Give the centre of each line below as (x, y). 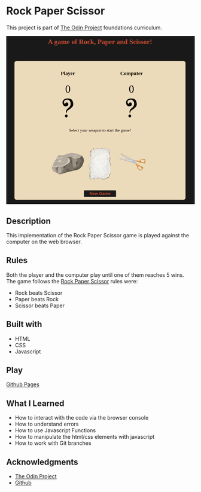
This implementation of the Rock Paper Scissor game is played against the (98, 235)
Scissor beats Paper (39, 305)
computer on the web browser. (44, 242)
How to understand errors (47, 424)
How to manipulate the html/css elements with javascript (85, 437)
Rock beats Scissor (39, 293)
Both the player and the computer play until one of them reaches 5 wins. (95, 275)
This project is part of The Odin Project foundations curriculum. (84, 27)
